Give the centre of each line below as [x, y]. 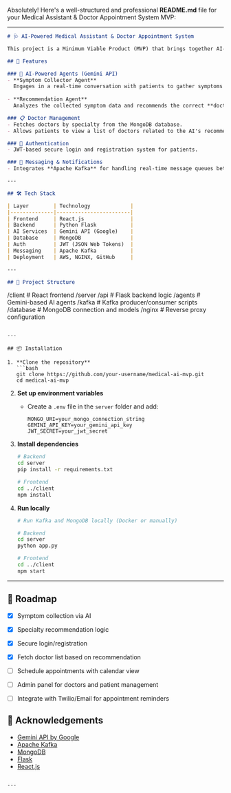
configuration [26, 317]
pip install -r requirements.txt [65, 470]
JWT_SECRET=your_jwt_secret [67, 431]
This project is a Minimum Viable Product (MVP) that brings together [110, 49]
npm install [34, 495]
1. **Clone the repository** [49, 362]
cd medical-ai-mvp [43, 381]
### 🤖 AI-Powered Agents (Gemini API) [63, 74]
